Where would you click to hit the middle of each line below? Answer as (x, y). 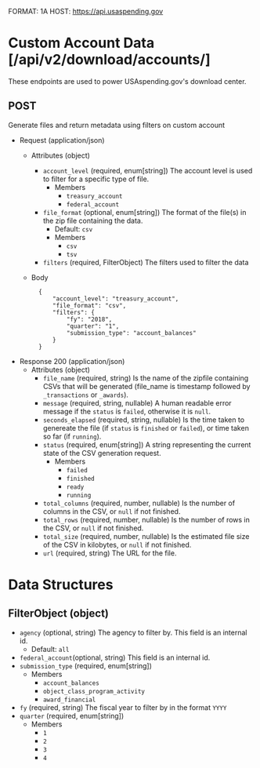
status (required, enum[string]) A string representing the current (147, 444)
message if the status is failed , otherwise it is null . (127, 411)
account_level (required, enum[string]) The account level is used (148, 170)
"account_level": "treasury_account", (116, 298)
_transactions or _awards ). (86, 395)
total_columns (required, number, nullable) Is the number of (139, 503)
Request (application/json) (62, 140)
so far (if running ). (72, 436)
